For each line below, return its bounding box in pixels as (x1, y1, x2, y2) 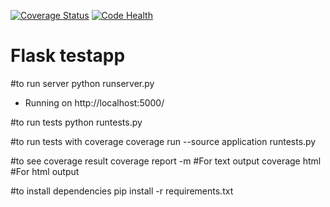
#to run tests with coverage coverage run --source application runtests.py (10, 135, 317, 147)
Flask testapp (10, 45, 126, 67)
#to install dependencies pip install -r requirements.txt (10, 185, 234, 197)
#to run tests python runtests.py (10, 116, 143, 128)
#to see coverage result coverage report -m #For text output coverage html (10, 155, 322, 167)
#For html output (10, 165, 80, 177)
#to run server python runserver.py (10, 77, 155, 89)
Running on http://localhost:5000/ (24, 96, 165, 109)
